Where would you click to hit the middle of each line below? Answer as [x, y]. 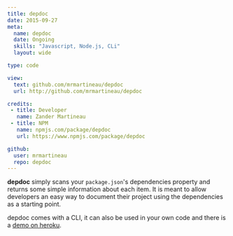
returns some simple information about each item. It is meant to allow [107, 189]
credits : [20, 104]
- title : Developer [39, 110]
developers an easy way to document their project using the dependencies [115, 197]
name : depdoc [33, 33]
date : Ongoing [34, 40]
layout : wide [33, 53]
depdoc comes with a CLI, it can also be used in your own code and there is [116, 218]
